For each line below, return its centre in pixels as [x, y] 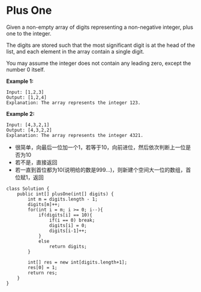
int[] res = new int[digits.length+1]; [78, 262]
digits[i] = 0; [68, 225]
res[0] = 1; [43, 267]
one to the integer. [29, 33]
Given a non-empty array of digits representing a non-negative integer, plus [100, 27]
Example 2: [20, 114]
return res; [43, 273]
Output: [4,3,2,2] [29, 130]
